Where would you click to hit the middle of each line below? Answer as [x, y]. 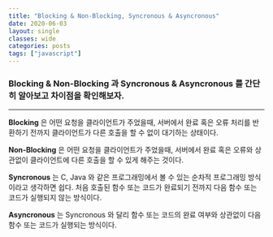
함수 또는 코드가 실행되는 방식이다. [63, 225]
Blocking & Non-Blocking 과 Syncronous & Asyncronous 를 [126, 84]
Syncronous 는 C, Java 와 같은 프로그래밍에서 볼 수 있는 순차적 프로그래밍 [127, 177]
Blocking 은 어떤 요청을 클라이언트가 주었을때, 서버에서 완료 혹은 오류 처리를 [130, 123]
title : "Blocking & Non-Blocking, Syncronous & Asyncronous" [114, 16]
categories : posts [39, 46]
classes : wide [32, 39]
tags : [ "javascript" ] [45, 54]
